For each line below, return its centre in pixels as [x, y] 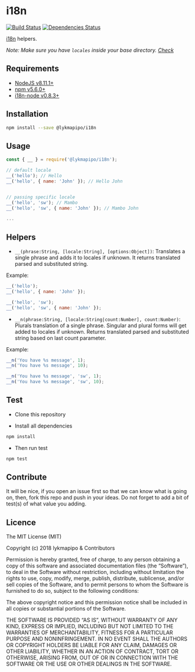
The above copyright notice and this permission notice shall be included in [97, 602]
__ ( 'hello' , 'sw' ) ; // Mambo [42, 203]
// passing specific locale [41, 197]
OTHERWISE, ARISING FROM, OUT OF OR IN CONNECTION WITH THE [92, 658]
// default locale [29, 170]
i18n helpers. [22, 38]
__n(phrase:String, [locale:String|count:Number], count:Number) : [97, 319]
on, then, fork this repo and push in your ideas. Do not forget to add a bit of [97, 498]
